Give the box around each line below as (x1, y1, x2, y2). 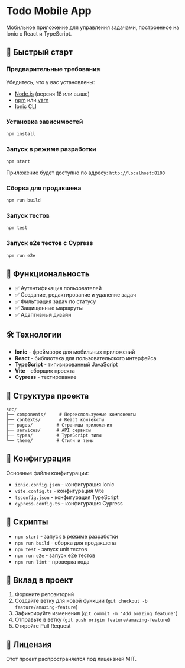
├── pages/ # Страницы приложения (6, 422, 112, 428)
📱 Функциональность (6, 269, 90, 279)
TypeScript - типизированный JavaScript (14, 361, 118, 368)
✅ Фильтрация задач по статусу (14, 298, 96, 305)
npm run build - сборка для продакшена (14, 539, 116, 546)
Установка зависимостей (6, 117, 83, 126)
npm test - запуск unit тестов (14, 545, 87, 552)
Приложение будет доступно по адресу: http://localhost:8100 (6, 169, 165, 176)
